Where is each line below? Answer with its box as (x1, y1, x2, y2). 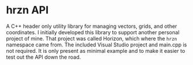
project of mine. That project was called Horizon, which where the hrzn (6, 35, 177, 42)
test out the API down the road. (6, 53, 81, 60)
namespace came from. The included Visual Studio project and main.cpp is (6, 41, 187, 48)
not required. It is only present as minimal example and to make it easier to (6, 47, 185, 54)
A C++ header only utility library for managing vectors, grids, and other (6, 23, 177, 30)
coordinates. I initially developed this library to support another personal (6, 28, 180, 35)
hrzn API (6, 3, 49, 17)
